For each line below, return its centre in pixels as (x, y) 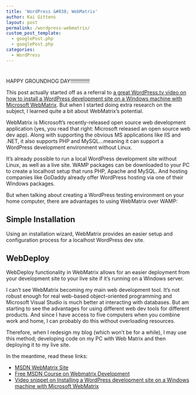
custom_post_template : (34, 33)
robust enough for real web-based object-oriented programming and (89, 296)
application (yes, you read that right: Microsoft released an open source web (98, 128)
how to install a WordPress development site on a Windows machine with (94, 98)
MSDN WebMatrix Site (42, 367)
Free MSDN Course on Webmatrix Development (72, 374)
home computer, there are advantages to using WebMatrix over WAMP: (92, 201)
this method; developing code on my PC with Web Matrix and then (86, 339)
